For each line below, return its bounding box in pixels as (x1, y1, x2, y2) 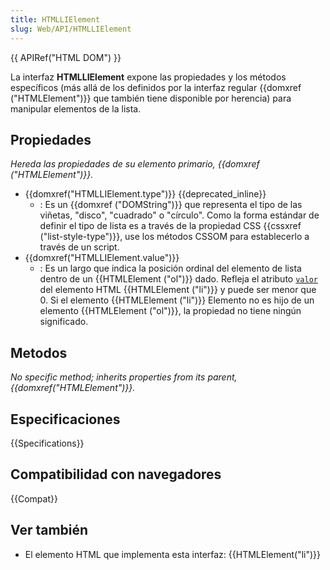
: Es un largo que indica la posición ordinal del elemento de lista (39, 262, 302, 275)
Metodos (10, 344, 68, 361)
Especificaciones (10, 411, 121, 428)
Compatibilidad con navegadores (10, 466, 222, 483)
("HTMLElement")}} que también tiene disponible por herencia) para (10, 92, 292, 104)
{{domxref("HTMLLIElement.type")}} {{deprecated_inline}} (24, 188, 267, 200)
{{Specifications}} (10, 437, 85, 449)
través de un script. (39, 241, 120, 253)
